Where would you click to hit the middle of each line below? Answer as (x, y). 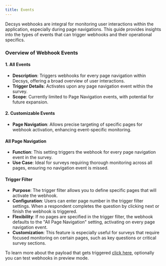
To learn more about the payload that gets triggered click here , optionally (80, 253)
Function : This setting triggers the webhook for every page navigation (84, 152)
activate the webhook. (35, 196)
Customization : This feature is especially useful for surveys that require (86, 233)
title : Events (20, 10)
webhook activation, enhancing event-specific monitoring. (72, 129)
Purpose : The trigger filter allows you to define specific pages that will (84, 190)
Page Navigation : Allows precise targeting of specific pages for (77, 124)
